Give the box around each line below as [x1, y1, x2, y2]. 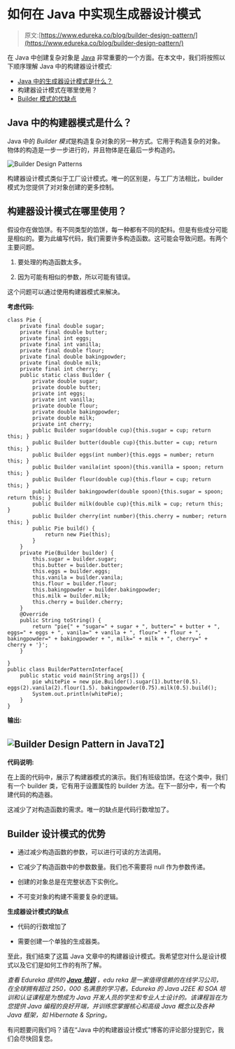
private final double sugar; [20, 322, 105, 329]
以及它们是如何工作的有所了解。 [13, 961, 106, 969]
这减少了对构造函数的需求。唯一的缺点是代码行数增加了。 [7, 805, 173, 814]
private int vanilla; [32, 396, 96, 403]
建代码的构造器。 [7, 790, 57, 799]
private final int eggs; [20, 334, 92, 342]
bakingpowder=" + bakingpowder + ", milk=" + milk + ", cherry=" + [7, 635, 208, 642]
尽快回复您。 [19, 1034, 57, 1043]
